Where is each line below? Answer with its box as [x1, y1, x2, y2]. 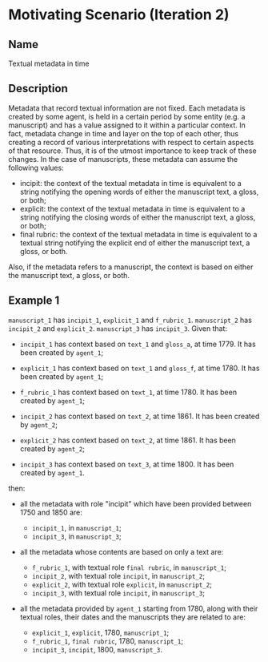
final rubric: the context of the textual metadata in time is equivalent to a [19, 229, 258, 239]
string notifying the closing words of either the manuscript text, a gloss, [19, 212, 256, 222]
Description [8, 82, 68, 95]
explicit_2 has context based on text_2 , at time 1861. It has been [19, 435, 236, 445]
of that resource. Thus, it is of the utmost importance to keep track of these [8, 146, 258, 155]
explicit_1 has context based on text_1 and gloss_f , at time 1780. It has [19, 363, 260, 373]
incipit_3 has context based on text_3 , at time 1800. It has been [19, 459, 234, 469]
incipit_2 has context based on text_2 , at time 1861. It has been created [19, 411, 260, 421]
